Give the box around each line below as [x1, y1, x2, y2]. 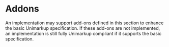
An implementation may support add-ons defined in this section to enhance [5, 20, 164, 26]
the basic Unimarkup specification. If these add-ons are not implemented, [5, 25, 160, 31]
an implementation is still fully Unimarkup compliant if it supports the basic [5, 30, 162, 36]
